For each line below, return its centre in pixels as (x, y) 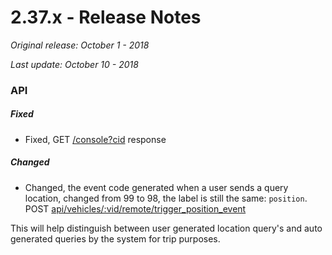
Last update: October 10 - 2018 (74, 64)
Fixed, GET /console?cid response (95, 139)
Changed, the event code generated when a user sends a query (156, 187)
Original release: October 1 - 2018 (80, 45)
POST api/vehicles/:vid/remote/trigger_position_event (135, 208)
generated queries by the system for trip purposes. (115, 238)
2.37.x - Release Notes (106, 17)
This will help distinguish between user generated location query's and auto (166, 228)
